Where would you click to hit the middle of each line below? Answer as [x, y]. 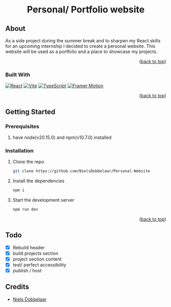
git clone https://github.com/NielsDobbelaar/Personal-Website [81, 171]
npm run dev [25, 209]
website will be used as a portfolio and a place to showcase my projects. [81, 52]
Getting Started [30, 112]
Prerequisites [22, 126]
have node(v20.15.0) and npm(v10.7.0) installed [62, 137]
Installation [20, 151]
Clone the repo [28, 162]
